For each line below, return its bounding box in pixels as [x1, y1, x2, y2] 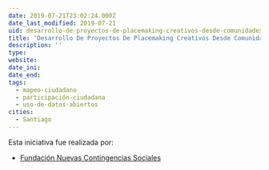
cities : [8, 109, 34, 117]
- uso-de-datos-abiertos [15, 101, 98, 109]
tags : [8, 78, 26, 86]
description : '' [8, 42, 62, 49]
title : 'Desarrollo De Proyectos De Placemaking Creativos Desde [8, 34, 231, 42]
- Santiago [15, 116, 52, 124]
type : [8, 49, 26, 57]
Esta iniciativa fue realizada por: [8, 137, 114, 147]
